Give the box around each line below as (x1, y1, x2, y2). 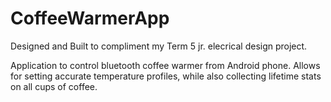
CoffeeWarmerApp (10, 7, 170, 30)
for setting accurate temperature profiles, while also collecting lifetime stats (10, 70, 322, 82)
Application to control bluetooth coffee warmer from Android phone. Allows (10, 59, 321, 71)
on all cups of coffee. (10, 80, 98, 92)
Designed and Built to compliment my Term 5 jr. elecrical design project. (10, 40, 308, 52)
